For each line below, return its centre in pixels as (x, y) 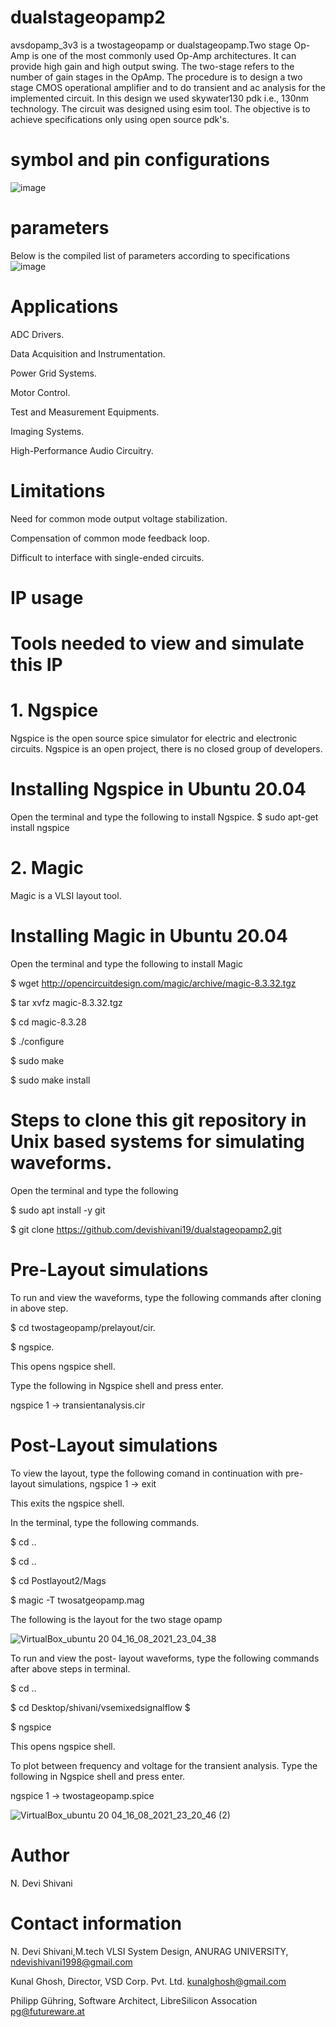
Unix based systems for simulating (157, 1142)
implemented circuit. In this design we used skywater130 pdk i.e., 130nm (160, 98)
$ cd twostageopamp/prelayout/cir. (83, 1327)
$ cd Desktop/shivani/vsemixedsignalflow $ (100, 1707)
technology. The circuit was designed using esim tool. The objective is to (160, 108)
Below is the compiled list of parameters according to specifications (150, 255)
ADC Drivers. (37, 334)
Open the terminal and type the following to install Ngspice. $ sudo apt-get (164, 817)
